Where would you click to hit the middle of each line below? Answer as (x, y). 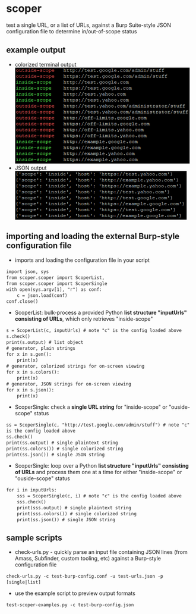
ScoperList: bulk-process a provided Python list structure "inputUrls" (101, 312)
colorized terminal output (45, 64)
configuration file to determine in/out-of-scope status (72, 31)
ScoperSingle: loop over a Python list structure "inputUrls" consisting (102, 465)
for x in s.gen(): (29, 354)
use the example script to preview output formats (75, 593)
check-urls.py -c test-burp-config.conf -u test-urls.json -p (85, 577)
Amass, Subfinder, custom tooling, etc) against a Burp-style (88, 559)
